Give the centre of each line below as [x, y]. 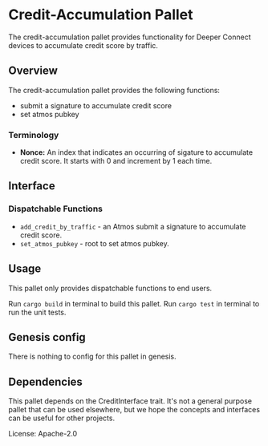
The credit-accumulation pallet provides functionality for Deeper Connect [130, 37]
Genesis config [47, 337]
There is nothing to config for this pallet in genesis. [92, 357]
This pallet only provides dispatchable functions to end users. [110, 288]
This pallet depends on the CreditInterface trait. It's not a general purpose [130, 401]
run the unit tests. [37, 312]
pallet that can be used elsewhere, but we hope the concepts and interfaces [134, 410]
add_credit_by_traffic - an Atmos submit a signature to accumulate [133, 226]
